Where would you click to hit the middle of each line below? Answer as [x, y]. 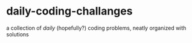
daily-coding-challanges [69, 11]
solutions [18, 34]
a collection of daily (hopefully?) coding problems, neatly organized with [96, 28]
